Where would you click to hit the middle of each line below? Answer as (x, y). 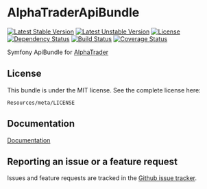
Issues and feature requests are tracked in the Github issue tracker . (102, 178)
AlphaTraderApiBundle (73, 13)
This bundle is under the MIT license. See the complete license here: (104, 90)
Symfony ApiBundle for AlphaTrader (58, 52)
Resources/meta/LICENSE (41, 103)
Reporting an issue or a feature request (93, 161)
